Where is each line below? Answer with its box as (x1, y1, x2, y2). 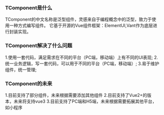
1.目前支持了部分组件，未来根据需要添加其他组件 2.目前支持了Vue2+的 (5, 92, 147, 98)
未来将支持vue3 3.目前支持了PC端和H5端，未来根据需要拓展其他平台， (13, 98, 157, 104)
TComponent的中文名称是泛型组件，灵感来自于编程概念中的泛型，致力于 (5, 16, 152, 23)
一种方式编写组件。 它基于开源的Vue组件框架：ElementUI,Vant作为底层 (9, 23, 153, 29)
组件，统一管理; (5, 66, 37, 72)
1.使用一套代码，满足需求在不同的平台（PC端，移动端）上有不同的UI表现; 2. (5, 54, 158, 60)
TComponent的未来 (5, 80, 53, 87)
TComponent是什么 (5, 4, 53, 11)
